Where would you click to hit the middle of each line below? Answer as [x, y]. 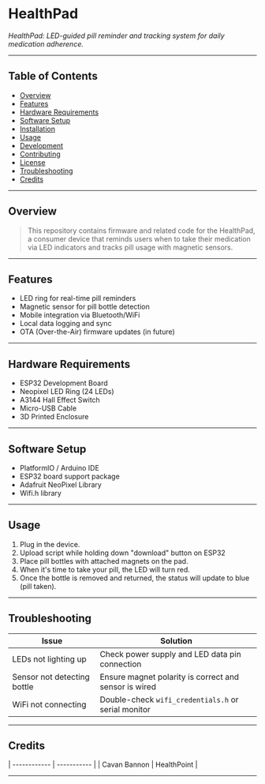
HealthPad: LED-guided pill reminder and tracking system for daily [116, 36]
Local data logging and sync [65, 324]
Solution [177, 640]
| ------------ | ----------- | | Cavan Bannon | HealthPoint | [103, 765]
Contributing [40, 154]
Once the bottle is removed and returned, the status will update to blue [134, 578]
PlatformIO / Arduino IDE [60, 468]
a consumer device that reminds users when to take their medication [139, 238]
